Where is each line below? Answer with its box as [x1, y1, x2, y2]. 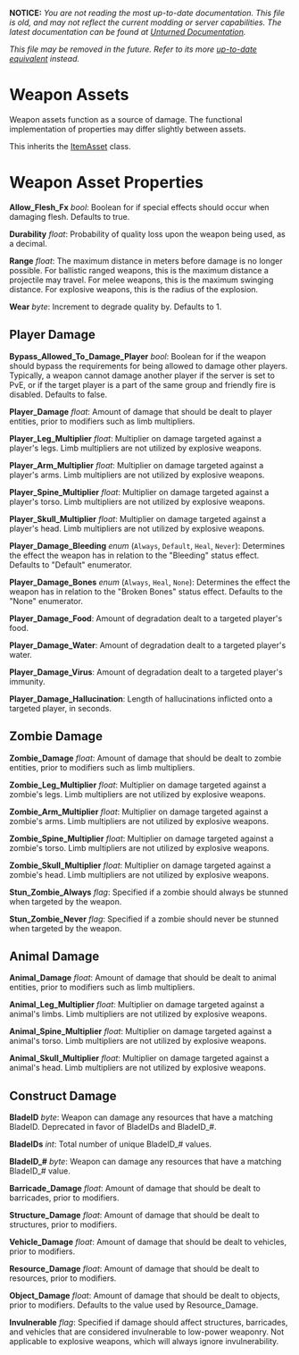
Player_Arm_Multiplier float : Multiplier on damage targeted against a [9, 459, 264, 470]
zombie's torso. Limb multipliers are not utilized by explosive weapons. [9, 842, 270, 853]
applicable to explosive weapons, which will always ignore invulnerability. [9, 1336, 279, 1347]
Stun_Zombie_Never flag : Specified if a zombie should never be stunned [9, 913, 279, 924]
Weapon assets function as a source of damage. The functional [9, 114, 243, 124]
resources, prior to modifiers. [9, 1273, 117, 1283]
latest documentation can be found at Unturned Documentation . [9, 27, 246, 37]
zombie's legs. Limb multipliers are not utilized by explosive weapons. [9, 788, 266, 799]
